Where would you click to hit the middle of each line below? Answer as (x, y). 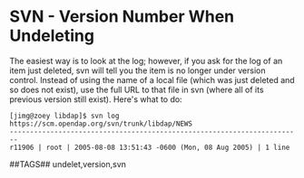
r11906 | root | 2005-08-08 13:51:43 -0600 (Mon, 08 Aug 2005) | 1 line (150, 147)
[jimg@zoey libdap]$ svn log (64, 116)
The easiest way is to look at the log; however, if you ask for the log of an (146, 61)
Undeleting (52, 36)
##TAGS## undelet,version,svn (68, 164)
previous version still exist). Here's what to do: (96, 99)
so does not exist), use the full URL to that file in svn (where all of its (137, 89)
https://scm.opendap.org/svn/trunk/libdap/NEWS (101, 124)
